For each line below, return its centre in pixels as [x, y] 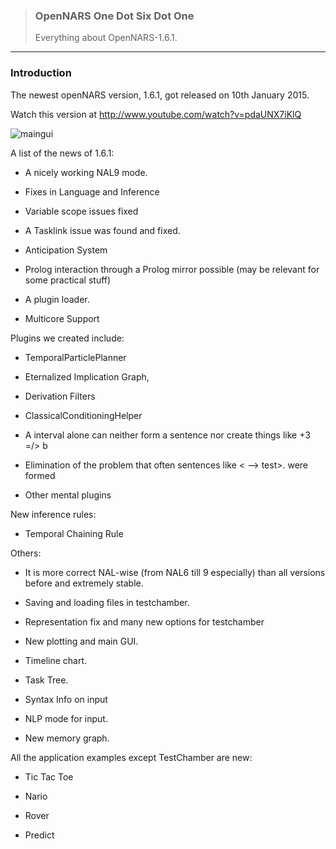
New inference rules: [53, 514]
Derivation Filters [60, 396]
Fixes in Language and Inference [92, 191]
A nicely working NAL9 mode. [86, 172]
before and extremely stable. [84, 583]
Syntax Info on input [66, 699]
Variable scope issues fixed [81, 211]
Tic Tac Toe [49, 776]
